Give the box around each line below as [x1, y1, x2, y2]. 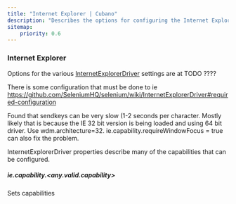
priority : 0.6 [20, 30, 61, 37]
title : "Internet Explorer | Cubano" [7, 10, 118, 18]
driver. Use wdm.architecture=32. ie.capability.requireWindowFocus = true [7, 126, 223, 134]
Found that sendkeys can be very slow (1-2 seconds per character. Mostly [7, 111, 222, 120]
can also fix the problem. [7, 134, 79, 142]
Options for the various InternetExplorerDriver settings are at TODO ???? [7, 69, 216, 77]
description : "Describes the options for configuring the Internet [7, 17, 209, 24]
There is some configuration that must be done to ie [7, 82, 158, 91]
